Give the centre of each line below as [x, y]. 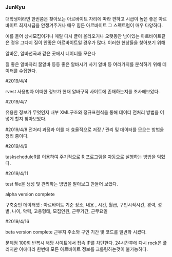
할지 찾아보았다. [31, 119]
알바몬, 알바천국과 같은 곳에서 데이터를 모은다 [51, 53]
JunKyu [15, 7]
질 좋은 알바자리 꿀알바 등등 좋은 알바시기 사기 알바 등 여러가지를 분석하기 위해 [83, 65]
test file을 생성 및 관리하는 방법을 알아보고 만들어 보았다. [62, 184]
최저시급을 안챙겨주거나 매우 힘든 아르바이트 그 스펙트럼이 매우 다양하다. [91, 25]
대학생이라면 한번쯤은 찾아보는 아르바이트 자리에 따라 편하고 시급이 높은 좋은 [81, 19]
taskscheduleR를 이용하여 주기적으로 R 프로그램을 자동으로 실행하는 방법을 [81, 157]
